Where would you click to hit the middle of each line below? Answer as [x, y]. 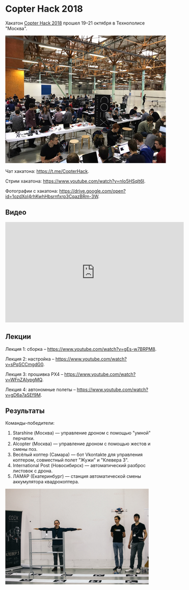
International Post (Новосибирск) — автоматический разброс [79, 466]
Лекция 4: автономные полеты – [40, 389]
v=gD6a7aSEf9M [23, 395]
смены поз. [25, 449]
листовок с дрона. [33, 471]
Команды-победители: [30, 423]
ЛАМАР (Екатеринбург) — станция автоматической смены [77, 476]
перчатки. [23, 439]
